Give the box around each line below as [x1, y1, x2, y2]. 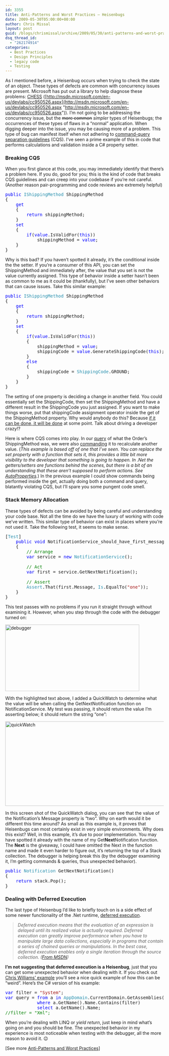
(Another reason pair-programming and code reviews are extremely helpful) [5, 182, 162, 188]
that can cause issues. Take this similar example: [5, 284, 107, 290]
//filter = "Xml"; [5, 1010, 51, 1016]
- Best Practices [10, 49, 46, 54]
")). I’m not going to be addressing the [61, 109, 141, 116]
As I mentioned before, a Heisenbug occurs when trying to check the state [5, 78, 160, 84]
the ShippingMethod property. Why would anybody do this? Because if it [5, 415, 156, 421]
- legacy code [10, 59, 39, 64]
